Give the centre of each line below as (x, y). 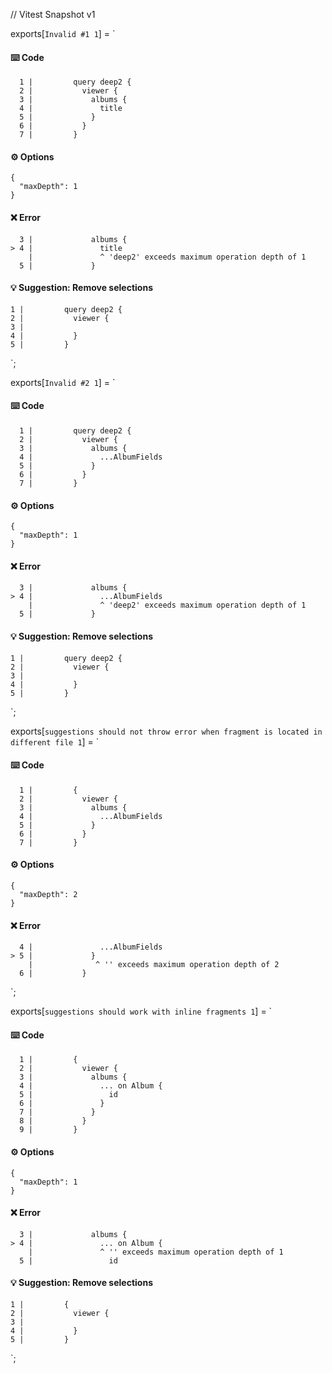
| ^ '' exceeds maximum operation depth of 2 (154, 965)
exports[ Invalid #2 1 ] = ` (63, 382)
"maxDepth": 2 (48, 895)
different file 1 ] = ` (55, 741)
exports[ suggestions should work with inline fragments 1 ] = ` (141, 1011)
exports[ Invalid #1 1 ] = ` (63, 33)
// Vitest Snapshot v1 (53, 14)
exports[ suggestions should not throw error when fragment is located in (166, 731)
